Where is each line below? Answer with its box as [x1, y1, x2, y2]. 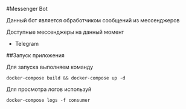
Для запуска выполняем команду [6, 63, 94, 70]
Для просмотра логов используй [6, 86, 92, 93]
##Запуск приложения [6, 52, 65, 59]
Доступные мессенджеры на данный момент [6, 28, 124, 36]
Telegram [14, 40, 39, 47]
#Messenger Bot [6, 5, 48, 12]
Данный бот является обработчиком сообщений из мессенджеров [6, 17, 180, 23]
